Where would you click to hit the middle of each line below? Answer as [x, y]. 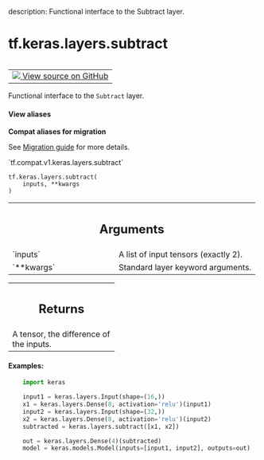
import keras [44, 383]
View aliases [30, 114]
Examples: [26, 365]
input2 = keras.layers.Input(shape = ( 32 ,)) [94, 411]
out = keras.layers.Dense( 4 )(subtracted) [92, 441]
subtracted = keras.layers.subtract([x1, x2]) [101, 427]
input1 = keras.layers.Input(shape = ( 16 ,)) [94, 397]
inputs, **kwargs [51, 184]
